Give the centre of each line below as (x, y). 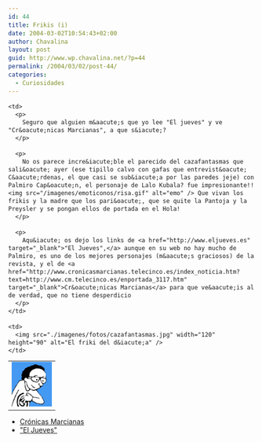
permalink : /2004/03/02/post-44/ (63, 67)
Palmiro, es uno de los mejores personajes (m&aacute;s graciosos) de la (131, 256)
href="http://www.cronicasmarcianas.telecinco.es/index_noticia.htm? (124, 271)
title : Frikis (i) (38, 25)
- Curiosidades (40, 83)
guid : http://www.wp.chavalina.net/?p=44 (77, 58)
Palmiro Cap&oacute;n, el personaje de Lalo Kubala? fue (103, 185)
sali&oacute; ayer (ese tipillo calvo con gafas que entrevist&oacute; (127, 169)
